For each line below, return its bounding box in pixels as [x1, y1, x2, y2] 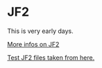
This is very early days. [7, 27, 74, 35]
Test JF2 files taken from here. [7, 53, 95, 62]
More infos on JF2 [7, 40, 60, 48]
